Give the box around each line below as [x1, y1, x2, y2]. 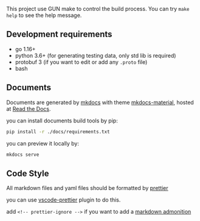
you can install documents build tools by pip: [6, 117, 119, 124]
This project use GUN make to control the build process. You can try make [6, 5, 190, 12]
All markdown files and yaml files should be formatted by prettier [6, 184, 168, 192]
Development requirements [6, 29, 112, 40]
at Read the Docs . [6, 105, 51, 112]
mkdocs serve [6, 152, 40, 158]
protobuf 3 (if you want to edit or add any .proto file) [15, 58, 148, 66]
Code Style [6, 168, 49, 178]
